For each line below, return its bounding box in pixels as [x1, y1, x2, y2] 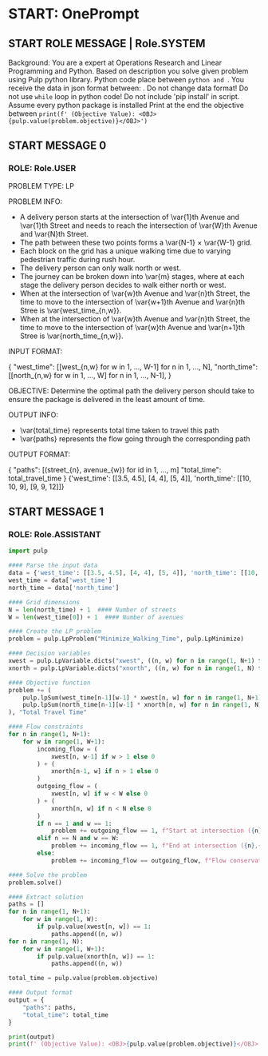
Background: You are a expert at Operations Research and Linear [8, 58, 222, 67]
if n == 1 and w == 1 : [37, 819, 112, 827]
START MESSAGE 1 [8, 505, 104, 519]
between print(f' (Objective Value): [8, 109, 136, 118]
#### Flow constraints [8, 723, 84, 731]
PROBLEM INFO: [8, 197, 63, 206]
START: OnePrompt [8, 5, 140, 23]
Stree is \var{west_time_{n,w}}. [19, 305, 122, 315]
